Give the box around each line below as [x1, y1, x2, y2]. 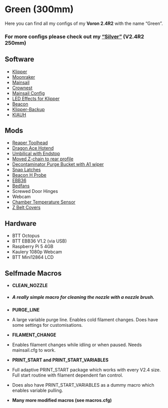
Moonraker [12, 74, 35, 80]
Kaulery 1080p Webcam [12, 249, 62, 255]
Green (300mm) [5, 4, 74, 15]
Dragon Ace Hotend [12, 145, 54, 151]
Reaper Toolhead [12, 140, 48, 146]
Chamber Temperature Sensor [12, 199, 76, 205]
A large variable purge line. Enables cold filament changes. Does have [12, 317, 158, 323]
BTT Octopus [12, 232, 40, 239]
